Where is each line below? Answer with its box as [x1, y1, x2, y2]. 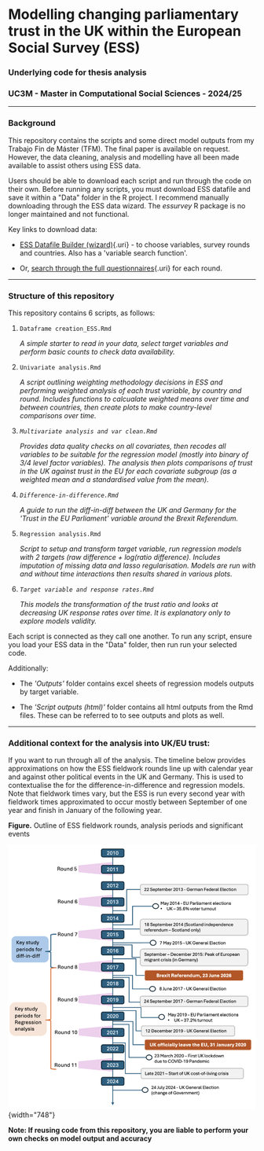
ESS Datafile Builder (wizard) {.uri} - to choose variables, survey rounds [19, 240, 250, 249]
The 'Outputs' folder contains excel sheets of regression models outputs [19, 678, 255, 688]
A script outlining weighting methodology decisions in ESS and [19, 377, 223, 387]
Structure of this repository [8, 290, 115, 301]
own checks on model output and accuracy [8, 1134, 152, 1143]
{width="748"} [8, 1110, 56, 1120]
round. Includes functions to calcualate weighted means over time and [19, 395, 249, 403]
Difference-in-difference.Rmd [19, 491, 119, 499]
